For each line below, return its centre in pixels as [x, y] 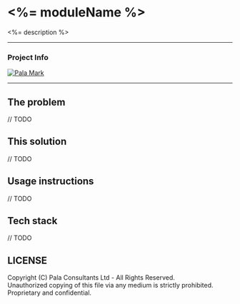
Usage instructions [51, 182]
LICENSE [27, 260]
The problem [36, 102]
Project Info [28, 57]
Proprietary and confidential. [49, 293]
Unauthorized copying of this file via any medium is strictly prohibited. [110, 285]
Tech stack [32, 221]
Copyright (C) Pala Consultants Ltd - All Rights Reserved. [91, 278]
